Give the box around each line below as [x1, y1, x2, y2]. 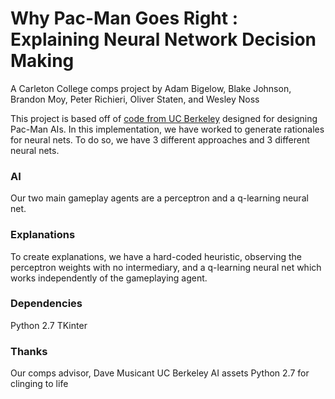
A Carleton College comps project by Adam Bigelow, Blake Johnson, [10, 82, 292, 94]
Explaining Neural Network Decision [10, 28, 317, 51]
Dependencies [10, 297, 83, 311]
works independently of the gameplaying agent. [10, 272, 208, 284]
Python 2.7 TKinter [10, 319, 88, 331]
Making [10, 50, 75, 72]
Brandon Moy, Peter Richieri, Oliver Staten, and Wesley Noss [10, 93, 260, 105]
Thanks [10, 344, 48, 358]
